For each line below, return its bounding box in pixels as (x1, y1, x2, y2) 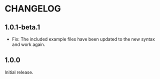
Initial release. (4, 69, 33, 75)
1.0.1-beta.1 (4, 23, 40, 31)
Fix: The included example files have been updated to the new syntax (11, 36, 155, 42)
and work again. (11, 41, 45, 47)
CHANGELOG (4, 3, 61, 14)
